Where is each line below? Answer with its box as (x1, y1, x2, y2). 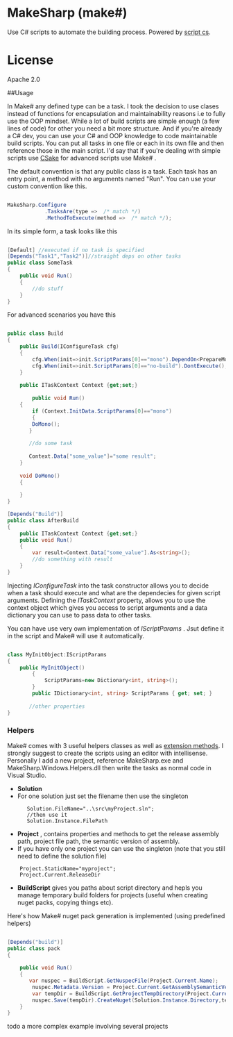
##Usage (7, 88, 34, 97)
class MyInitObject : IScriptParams (7, 651, 107, 658)
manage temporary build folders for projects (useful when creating (17, 890, 208, 899)
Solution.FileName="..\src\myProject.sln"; (26, 805, 155, 812)
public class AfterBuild (7, 517, 79, 524)
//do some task (28, 440, 73, 447)
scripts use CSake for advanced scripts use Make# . (7, 154, 157, 162)
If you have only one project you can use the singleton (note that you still (17, 844, 225, 852)
